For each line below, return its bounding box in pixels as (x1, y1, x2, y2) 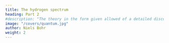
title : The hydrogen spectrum (5, 7, 69, 12)
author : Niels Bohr (5, 26, 46, 31)
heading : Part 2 (5, 12, 39, 17)
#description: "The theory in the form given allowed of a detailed (5, 16, 152, 21)
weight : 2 (5, 30, 26, 35)
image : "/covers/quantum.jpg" (5, 21, 69, 26)
